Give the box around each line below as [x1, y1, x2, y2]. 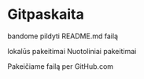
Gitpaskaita [7, 5, 84, 23]
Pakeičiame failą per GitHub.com [7, 61, 114, 71]
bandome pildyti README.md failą [7, 31, 119, 41]
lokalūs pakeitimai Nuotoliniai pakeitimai [7, 46, 137, 56]
